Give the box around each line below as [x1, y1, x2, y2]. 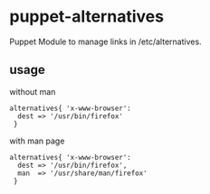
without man [9, 86, 56, 97]
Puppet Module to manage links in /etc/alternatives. [9, 36, 202, 47]
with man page [9, 135, 65, 146]
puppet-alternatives [9, 6, 165, 27]
